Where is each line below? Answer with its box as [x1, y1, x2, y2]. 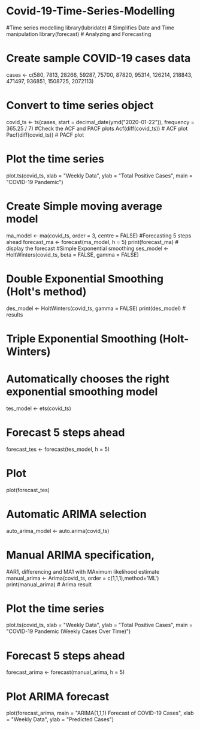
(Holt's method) [6, 285, 87, 298]
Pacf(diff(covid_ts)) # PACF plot [6, 131, 84, 138]
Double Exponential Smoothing [6, 272, 163, 285]
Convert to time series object [6, 99, 154, 112]
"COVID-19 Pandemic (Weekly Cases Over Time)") [6, 628, 131, 635]
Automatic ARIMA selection [6, 507, 147, 521]
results [6, 311, 23, 318]
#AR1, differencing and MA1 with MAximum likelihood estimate [6, 568, 160, 575]
